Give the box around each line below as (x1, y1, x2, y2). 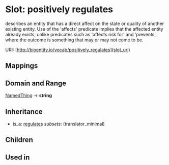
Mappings (5, 61, 38, 70)
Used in (5, 153, 30, 161)
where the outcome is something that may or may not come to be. (5, 37, 144, 43)
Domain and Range (5, 79, 67, 87)
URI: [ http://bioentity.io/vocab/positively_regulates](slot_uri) (5, 46, 131, 53)
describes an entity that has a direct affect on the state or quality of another (5, 20, 164, 27)
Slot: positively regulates (5, 4, 114, 15)
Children (5, 135, 33, 144)
